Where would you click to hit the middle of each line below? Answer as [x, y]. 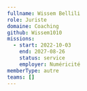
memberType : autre [33, 70]
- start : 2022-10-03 [42, 45]
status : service [42, 58]
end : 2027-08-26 [42, 52]
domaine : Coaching [33, 26]
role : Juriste [27, 20]
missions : [21, 39]
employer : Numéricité [50, 64]
